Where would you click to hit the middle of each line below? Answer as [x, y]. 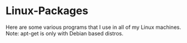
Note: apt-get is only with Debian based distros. [64, 33]
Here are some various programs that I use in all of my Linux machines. [93, 27]
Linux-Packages [47, 11]
